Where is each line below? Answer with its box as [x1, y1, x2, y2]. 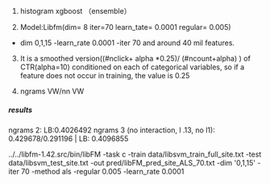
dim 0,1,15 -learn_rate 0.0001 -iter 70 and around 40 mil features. [19, 38, 235, 48]
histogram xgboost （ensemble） [19, 6, 131, 15]
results [8, 105, 33, 115]
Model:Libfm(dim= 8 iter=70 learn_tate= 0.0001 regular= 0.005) [19, 23, 231, 31]
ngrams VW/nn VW [19, 86, 85, 96]
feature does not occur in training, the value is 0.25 [19, 71, 190, 80]
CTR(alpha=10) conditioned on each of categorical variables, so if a [19, 62, 245, 72]
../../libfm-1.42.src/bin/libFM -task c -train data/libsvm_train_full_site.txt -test [8, 149, 262, 159]
